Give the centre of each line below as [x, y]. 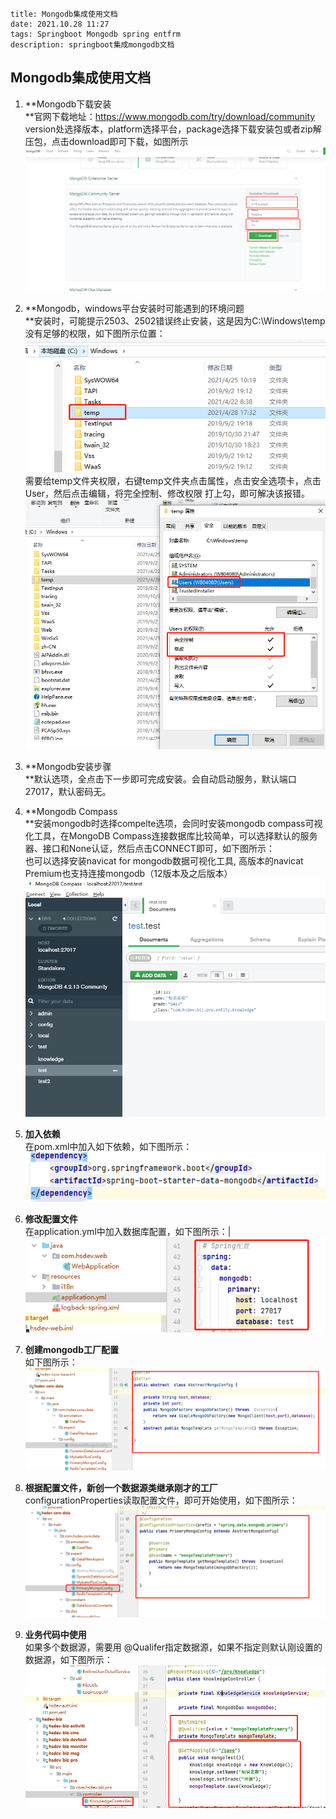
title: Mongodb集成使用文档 [64, 14]
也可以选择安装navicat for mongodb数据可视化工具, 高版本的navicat [164, 860]
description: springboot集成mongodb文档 [92, 45]
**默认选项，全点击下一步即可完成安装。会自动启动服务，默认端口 [160, 779]
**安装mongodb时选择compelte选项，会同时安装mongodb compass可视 [173, 823]
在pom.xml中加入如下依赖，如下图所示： [108, 1147]
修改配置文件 [51, 1219]
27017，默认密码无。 [68, 791]
